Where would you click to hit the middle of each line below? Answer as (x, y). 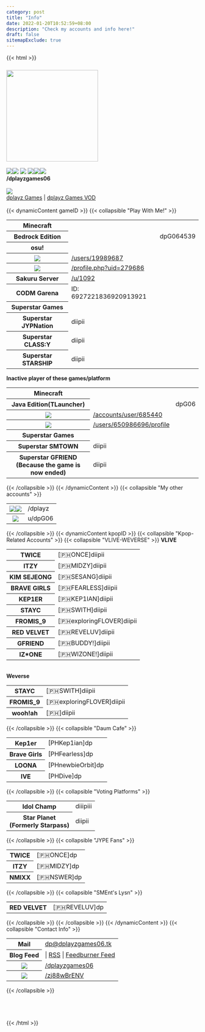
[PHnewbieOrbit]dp (76, 765)
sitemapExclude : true (34, 40)
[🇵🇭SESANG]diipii (85, 577)
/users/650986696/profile (131, 425)
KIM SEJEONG (31, 577)
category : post (26, 12)
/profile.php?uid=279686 (108, 268)
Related (16, 540)
